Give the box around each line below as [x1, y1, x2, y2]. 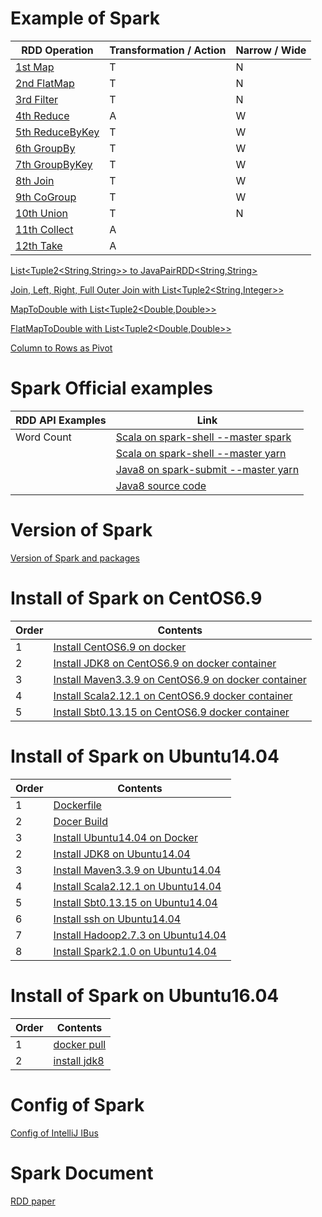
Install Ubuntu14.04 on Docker [53, 830, 198, 844]
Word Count [15, 430, 72, 444]
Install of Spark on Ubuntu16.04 [10, 984, 280, 1007]
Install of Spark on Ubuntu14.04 [10, 745, 280, 767]
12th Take [15, 238, 63, 252]
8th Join [15, 173, 55, 187]
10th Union [15, 206, 69, 220]
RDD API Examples [15, 413, 107, 427]
